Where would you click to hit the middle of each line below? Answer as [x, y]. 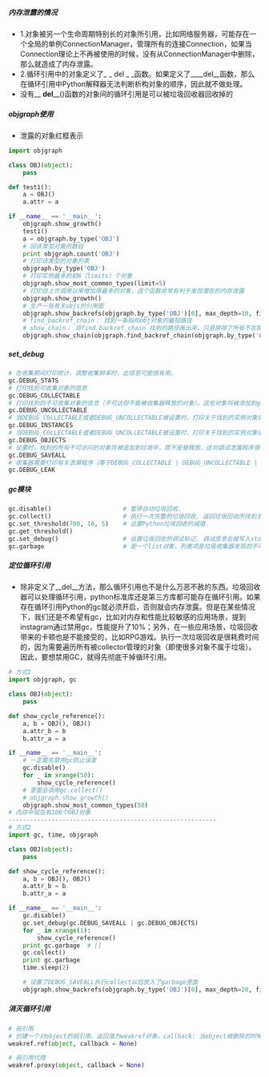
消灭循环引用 [29, 1009]
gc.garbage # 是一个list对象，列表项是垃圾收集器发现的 [130, 546]
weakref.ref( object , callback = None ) [73, 1043]
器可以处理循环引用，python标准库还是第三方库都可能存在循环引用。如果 [140, 597]
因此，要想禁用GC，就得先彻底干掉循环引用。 [95, 657]
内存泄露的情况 [33, 12]
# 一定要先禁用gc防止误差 [60, 760]
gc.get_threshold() [41, 531]
